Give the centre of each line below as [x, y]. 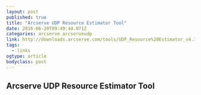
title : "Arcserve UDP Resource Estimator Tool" [67, 23]
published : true [26, 17]
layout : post [22, 12]
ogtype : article [26, 56]
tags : [13, 45]
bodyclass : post [26, 62]
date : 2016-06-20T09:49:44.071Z [46, 28]
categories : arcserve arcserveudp [49, 34]
